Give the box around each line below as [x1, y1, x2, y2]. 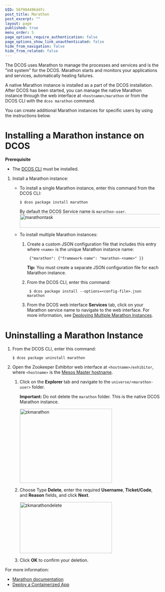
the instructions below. [5, 112, 51, 118]
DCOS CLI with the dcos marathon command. [5, 98, 96, 104]
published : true [5, 26, 38, 31]
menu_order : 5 [5, 30, 34, 35]
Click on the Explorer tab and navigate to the [19, 379, 110, 385]
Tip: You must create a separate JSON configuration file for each [27, 265, 159, 271]
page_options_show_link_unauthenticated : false [5, 39, 105, 44]
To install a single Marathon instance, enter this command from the [19, 185, 155, 191]
